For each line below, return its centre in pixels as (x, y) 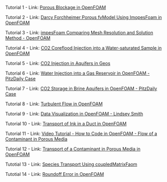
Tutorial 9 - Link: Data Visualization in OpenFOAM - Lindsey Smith (74, 114)
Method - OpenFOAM (28, 38)
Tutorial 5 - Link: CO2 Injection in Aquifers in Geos (58, 63)
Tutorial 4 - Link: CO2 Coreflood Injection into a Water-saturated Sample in (83, 48)
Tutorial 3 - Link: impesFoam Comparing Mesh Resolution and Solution (79, 32)
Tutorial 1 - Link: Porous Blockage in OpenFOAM (55, 7)
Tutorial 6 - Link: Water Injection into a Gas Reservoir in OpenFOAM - (78, 73)
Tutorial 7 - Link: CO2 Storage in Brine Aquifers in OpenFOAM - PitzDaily (81, 88)
